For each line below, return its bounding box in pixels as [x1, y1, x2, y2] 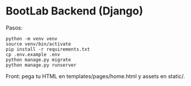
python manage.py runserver [5, 62, 77, 68]
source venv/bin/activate [5, 41, 71, 47]
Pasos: [5, 24, 23, 31]
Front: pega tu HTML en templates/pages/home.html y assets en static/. [5, 72, 186, 79]
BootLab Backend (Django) [5, 4, 144, 18]
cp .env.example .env [5, 51, 61, 58]
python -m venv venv [5, 35, 58, 41]
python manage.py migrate [5, 57, 71, 63]
